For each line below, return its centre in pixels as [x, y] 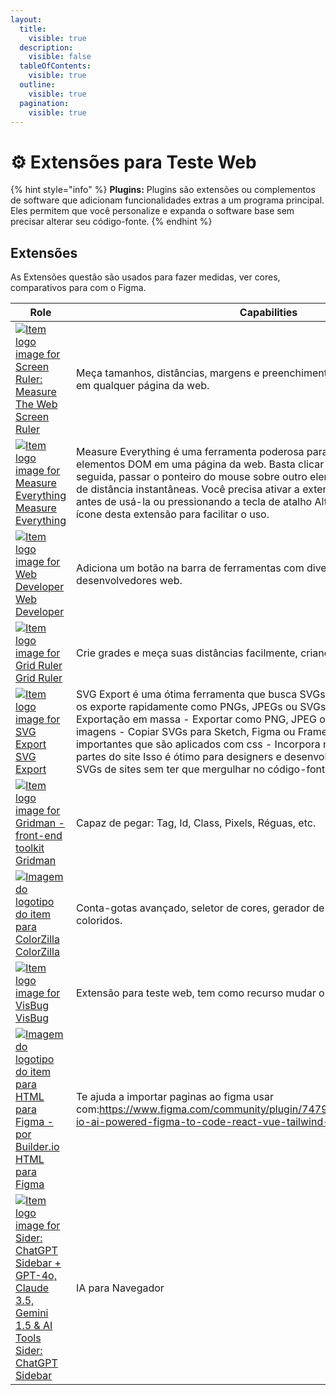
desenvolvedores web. [129, 581]
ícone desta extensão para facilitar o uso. [172, 514]
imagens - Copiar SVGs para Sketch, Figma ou [185, 732]
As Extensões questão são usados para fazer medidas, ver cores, [145, 277]
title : [33, 29]
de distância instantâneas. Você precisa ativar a [187, 489]
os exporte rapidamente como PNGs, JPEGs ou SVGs [201, 707]
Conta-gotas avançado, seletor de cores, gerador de [200, 908]
